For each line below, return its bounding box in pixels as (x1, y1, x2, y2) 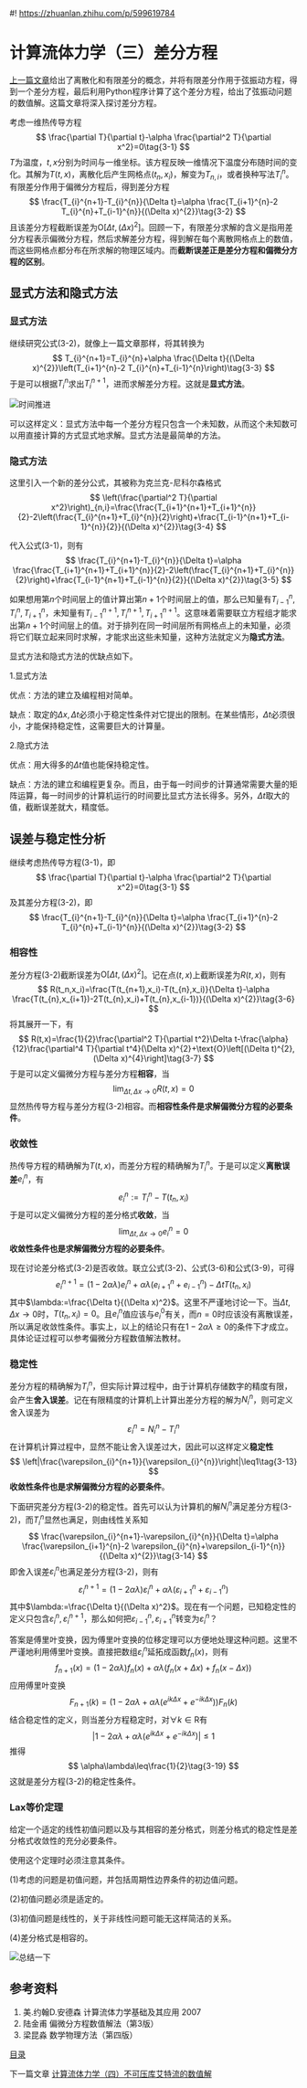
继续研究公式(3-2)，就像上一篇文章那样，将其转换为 (9, 337, 206, 348)
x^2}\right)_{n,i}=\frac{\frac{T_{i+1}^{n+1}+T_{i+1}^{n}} (50, 502, 257, 513)
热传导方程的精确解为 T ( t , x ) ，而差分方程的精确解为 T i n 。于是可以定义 (9, 1159, 267, 1173)
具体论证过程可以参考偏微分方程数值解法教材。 (9, 1332, 185, 1343)
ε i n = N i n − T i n (127, 1422, 180, 1436)
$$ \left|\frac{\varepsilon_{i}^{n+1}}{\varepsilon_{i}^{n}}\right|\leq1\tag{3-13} (9, 1456, 298, 1467)
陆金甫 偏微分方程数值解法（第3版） (22, 2019, 159, 2030)
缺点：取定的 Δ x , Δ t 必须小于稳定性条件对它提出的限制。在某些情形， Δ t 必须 (9, 709, 288, 720)
